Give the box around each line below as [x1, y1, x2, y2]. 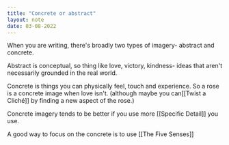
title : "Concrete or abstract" [7, 10, 96, 17]
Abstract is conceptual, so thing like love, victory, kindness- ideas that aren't [7, 62, 223, 70]
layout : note [7, 16, 44, 23]
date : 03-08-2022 [7, 22, 57, 29]
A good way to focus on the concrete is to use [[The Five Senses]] [7, 130, 194, 138]
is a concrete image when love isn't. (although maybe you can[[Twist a [7, 89, 206, 97]
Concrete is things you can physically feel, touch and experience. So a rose [7, 82, 220, 91]
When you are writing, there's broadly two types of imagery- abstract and [7, 42, 215, 50]
